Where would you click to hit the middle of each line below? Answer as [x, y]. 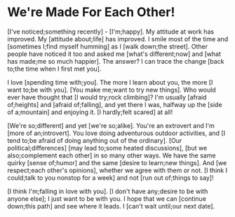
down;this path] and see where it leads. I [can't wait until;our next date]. [111, 206]
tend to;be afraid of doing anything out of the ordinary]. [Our [95, 140]
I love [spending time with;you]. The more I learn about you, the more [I [110, 82]
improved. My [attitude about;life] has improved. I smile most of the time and [118, 38]
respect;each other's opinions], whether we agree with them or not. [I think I [117, 170]
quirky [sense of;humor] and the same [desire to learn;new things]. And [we [117, 162]
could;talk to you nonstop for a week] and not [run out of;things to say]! [110, 177]
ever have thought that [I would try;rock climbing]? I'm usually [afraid [107, 97]
